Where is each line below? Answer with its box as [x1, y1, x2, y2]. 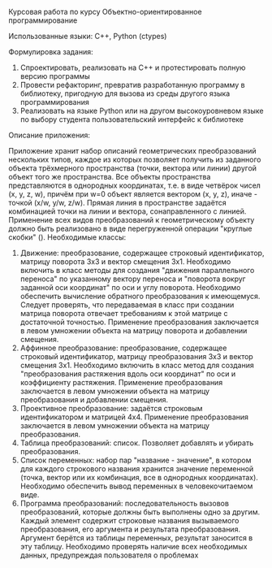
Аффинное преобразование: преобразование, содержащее [19, 343, 227, 353]
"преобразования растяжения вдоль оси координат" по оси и [19, 369, 236, 379]
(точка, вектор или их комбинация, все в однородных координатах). [19, 473, 258, 482]
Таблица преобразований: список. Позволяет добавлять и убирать [19, 438, 254, 448]
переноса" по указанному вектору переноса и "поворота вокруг [19, 274, 246, 284]
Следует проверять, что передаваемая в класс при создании [19, 300, 235, 310]
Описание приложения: [8, 130, 91, 140]
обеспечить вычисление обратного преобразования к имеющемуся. [19, 292, 261, 301]
